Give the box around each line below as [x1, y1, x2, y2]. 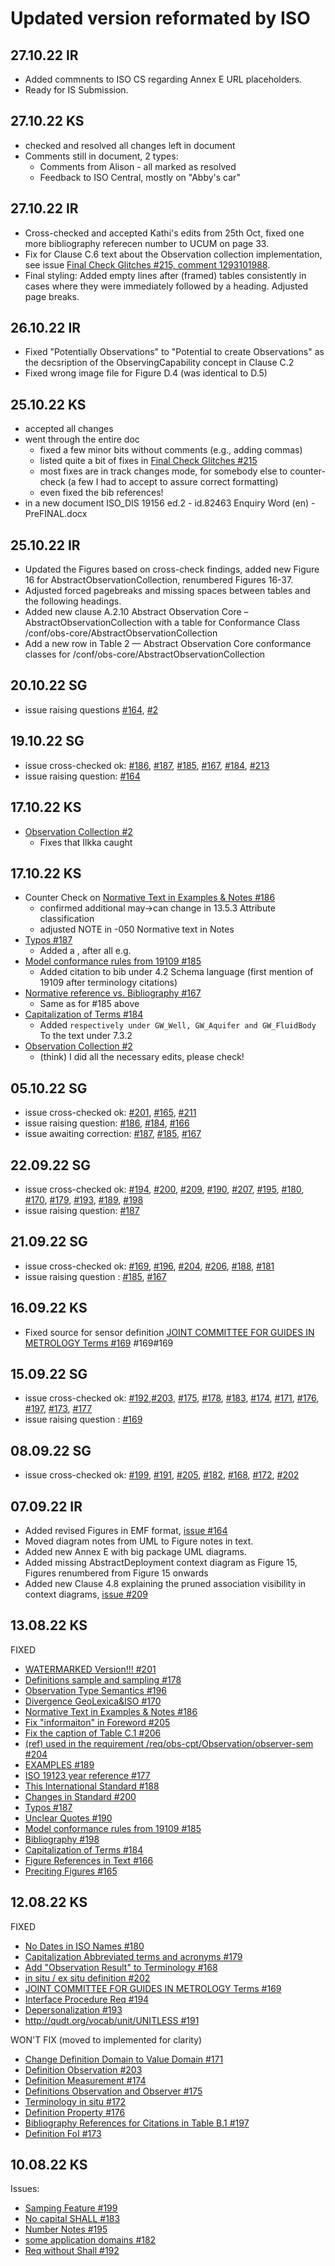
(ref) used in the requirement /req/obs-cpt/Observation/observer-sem [24, 1737, 314, 1749]
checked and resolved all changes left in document [24, 139, 236, 151]
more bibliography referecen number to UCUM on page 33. [24, 237, 270, 249]
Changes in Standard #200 [24, 1790, 137, 1802]
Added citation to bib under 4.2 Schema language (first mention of [39, 966, 314, 978]
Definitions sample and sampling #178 [24, 1673, 182, 1686]
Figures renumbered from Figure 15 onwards [24, 1567, 209, 1579]
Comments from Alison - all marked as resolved [39, 160, 237, 172]
